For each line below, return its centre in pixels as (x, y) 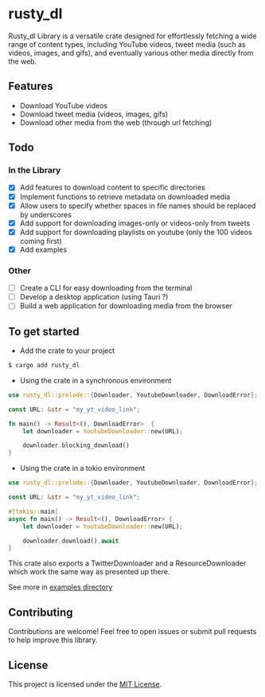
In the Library (35, 170)
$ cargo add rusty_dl (44, 366)
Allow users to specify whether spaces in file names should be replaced (138, 206)
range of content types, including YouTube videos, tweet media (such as (127, 44)
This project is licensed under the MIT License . (85, 684)
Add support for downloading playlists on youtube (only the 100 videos (136, 232)
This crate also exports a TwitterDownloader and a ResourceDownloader (127, 563)
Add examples (43, 249)
